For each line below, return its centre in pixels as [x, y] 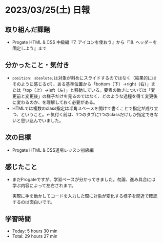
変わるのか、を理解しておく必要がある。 [57, 102]
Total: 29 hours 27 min [35, 236]
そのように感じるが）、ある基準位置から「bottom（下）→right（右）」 [81, 84]
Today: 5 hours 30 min [35, 231]
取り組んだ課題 [28, 30]
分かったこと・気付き [37, 65]
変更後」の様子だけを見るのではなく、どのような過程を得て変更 [89, 96]
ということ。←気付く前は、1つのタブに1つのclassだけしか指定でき [88, 114]
